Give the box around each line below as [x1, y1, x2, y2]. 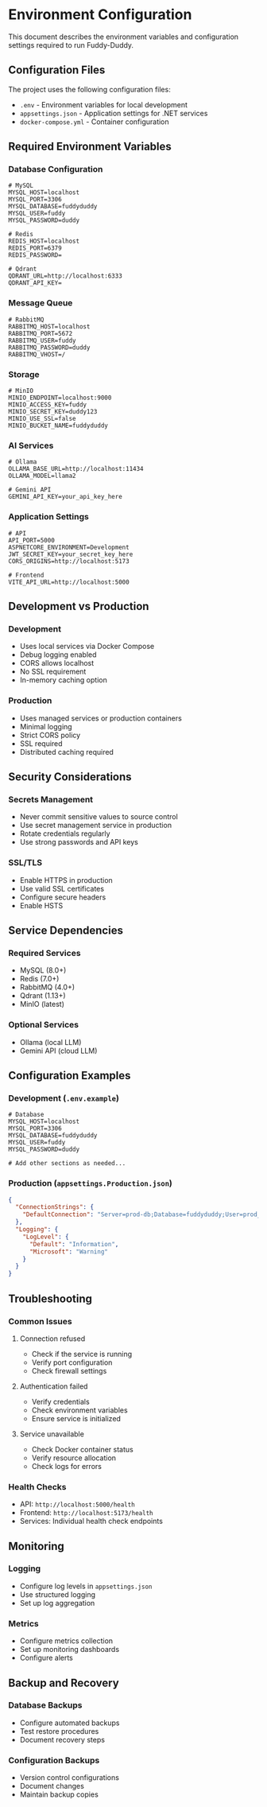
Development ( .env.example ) [8, 1092, 119, 1103]
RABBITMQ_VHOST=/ [8, 350, 66, 359]
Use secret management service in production [19, 821, 172, 830]
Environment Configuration [8, 6, 192, 24]
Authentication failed [19, 1381, 88, 1391]
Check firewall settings [31, 1366, 107, 1375]
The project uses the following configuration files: [8, 84, 171, 94]
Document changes [19, 1782, 85, 1791]
